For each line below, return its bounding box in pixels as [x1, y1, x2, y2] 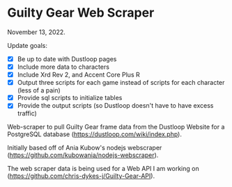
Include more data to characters [17, 63, 110, 71]
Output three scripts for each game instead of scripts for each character [17, 79, 225, 87]
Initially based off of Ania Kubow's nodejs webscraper [7, 144, 162, 152]
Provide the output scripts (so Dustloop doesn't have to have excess [17, 101, 214, 110]
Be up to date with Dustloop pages [17, 54, 117, 63]
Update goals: [7, 41, 47, 49]
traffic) [17, 109, 37, 117]
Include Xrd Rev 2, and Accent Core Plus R [17, 71, 141, 79]
